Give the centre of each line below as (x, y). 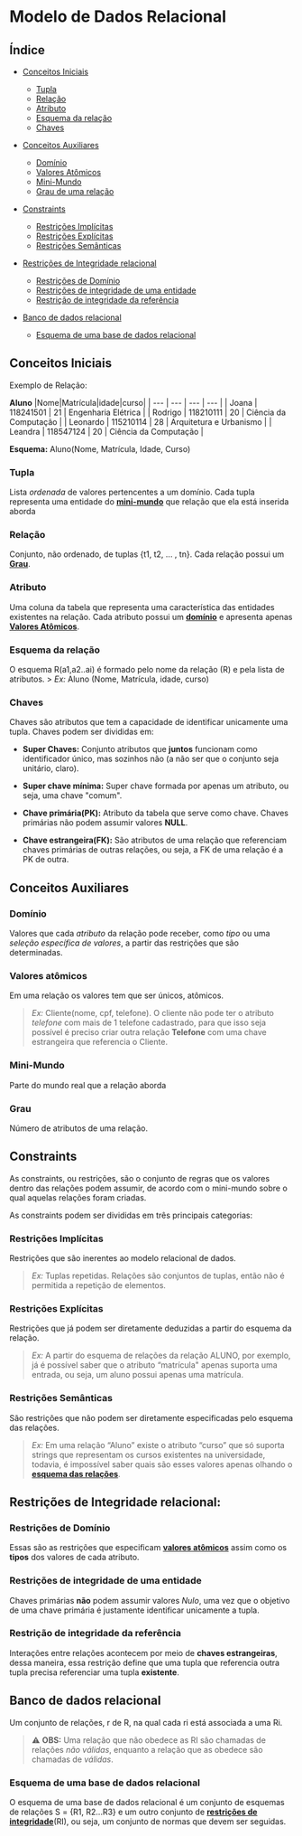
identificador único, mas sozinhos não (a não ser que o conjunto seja (151, 759)
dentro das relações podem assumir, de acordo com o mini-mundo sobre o (149, 1188)
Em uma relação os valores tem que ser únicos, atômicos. (116, 995)
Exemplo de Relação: (48, 385)
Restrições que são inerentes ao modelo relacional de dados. (123, 1257)
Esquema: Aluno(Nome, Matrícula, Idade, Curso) (100, 448)
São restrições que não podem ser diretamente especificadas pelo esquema (151, 1417)
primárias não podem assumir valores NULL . (105, 823)
